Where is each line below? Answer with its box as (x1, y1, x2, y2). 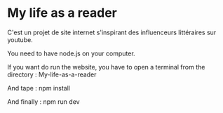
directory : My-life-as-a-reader (7, 70, 97, 79)
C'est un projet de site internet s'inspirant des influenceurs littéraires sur (7, 28, 217, 36)
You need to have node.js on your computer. (7, 49, 135, 58)
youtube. (7, 35, 33, 44)
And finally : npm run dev (7, 97, 80, 106)
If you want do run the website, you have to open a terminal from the (7, 62, 205, 71)
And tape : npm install (7, 84, 70, 92)
